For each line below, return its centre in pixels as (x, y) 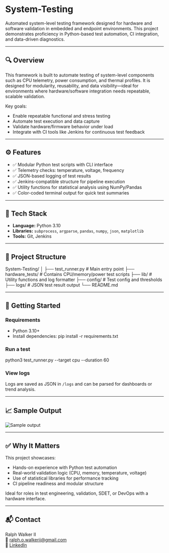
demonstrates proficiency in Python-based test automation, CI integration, (82, 34)
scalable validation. (25, 96)
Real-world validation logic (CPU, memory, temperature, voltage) (79, 473)
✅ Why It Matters (33, 446)
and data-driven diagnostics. (35, 39)
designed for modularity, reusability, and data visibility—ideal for (72, 85)
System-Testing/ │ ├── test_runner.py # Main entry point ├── (70, 269)
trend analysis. (21, 389)
